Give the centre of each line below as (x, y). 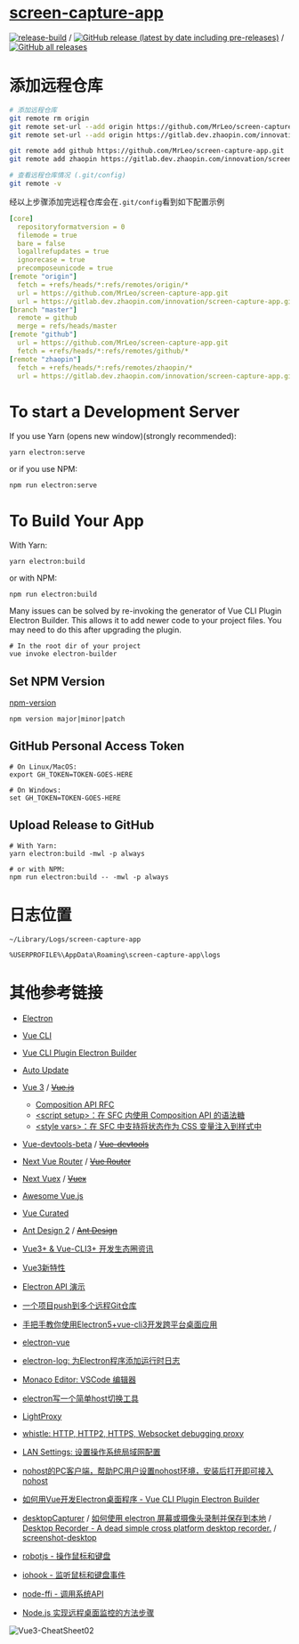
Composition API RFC (75, 1104)
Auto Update (45, 1070)
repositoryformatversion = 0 (71, 227)
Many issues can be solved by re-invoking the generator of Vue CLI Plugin (145, 611)
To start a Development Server (125, 411)
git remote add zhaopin (53, 159)
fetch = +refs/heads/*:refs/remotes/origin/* (103, 285)
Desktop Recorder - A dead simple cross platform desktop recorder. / (149, 1528)
